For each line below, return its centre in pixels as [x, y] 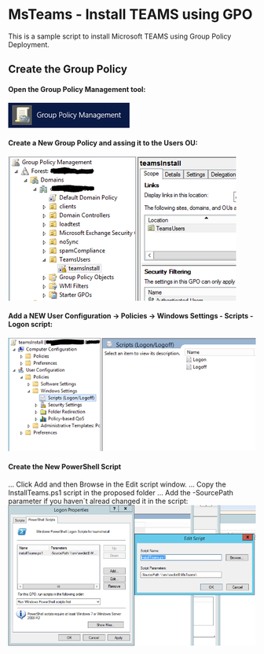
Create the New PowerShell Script [65, 467]
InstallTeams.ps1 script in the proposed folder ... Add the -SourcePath [121, 492]
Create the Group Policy [68, 70]
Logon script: [31, 325]
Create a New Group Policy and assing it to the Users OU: [103, 143]
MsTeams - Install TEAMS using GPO [130, 15]
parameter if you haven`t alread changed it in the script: [98, 501]
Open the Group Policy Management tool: [77, 89]
